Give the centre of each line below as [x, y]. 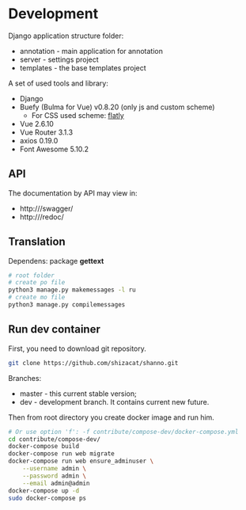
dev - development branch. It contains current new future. [114, 402]
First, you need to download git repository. [77, 348]
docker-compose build [44, 447]
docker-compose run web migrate [61, 454]
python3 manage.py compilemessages [67, 305]
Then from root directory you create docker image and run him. [112, 417]
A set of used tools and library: [58, 83]
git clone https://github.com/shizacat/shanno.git [93, 363]
